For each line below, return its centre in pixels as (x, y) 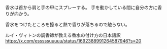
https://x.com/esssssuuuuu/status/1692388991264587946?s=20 (73, 41)
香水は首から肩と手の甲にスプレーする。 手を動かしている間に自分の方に (81, 7)
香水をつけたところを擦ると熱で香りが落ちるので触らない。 (68, 24)
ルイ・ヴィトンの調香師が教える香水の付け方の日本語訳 (63, 35)
